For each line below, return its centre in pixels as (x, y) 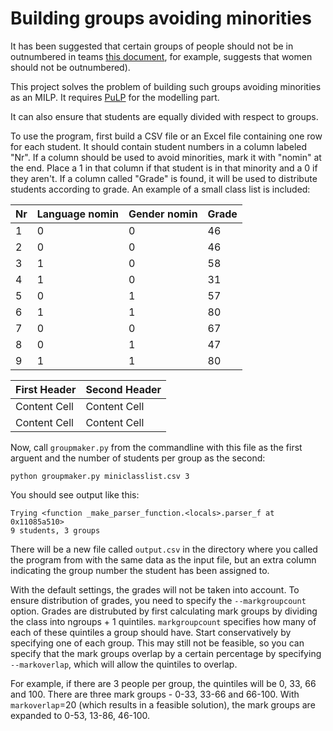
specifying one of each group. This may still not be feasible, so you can (157, 643)
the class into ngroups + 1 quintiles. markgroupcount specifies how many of (163, 621)
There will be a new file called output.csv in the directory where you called (164, 549)
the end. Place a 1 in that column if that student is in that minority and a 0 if (164, 168)
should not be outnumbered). (70, 67)
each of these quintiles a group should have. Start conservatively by (151, 632)
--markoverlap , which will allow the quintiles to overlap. (124, 664)
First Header (46, 389)
